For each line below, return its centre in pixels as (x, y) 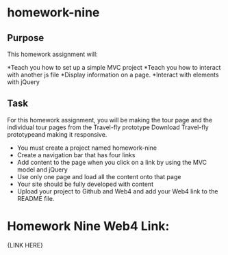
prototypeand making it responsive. (57, 134)
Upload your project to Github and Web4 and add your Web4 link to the (117, 191)
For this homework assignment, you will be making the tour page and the (110, 120)
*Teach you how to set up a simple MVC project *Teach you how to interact (114, 67)
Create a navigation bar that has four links (76, 155)
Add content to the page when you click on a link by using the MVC (112, 162)
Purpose (26, 38)
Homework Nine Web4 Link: (88, 226)
